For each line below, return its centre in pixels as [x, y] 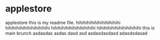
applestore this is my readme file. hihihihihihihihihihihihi [63, 22]
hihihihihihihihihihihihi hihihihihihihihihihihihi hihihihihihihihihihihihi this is [80, 27]
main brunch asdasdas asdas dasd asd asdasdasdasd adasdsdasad [76, 33]
